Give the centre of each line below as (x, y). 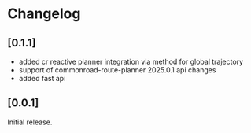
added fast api (42, 78)
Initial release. (30, 122)
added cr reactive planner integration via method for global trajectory (131, 61)
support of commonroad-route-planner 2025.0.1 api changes (117, 70)
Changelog (44, 14)
